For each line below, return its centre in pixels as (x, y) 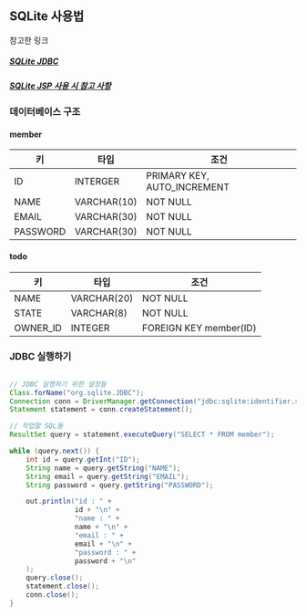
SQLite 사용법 (47, 16)
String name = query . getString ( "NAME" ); (103, 468)
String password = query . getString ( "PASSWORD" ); (120, 485)
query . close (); (55, 578)
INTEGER (90, 328)
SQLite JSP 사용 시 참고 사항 (61, 86)
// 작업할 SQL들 (36, 426)
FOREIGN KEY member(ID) (199, 328)
